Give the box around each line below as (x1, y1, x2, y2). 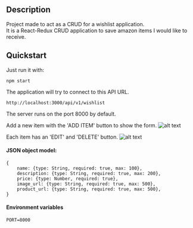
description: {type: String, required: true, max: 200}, (17, 170, 161, 176)
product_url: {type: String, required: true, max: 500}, (17, 186, 161, 192)
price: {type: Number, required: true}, (17, 176, 119, 182)
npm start (6, 77, 31, 84)
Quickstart (6, 51, 47, 61)
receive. (6, 33, 26, 40)
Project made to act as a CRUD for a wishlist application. (6, 20, 145, 27)
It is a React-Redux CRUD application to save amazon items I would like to (6, 27, 188, 34)
